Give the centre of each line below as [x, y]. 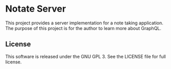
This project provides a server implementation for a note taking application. [84, 23]
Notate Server [36, 9]
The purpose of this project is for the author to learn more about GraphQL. [83, 28]
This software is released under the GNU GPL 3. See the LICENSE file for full [86, 56]
